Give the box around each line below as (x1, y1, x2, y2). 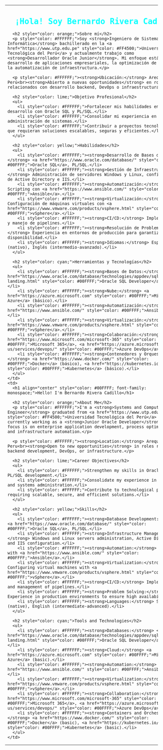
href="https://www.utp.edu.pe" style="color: (7, 46, 114, 51)
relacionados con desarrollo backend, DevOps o (7, 84, 120, 90)
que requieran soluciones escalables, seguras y (7, 128, 122, 133)
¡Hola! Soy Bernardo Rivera (15, 16, 139, 26)
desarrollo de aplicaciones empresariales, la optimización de (7, 60, 157, 65)
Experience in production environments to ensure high (7, 594, 137, 599)
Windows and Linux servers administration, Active (32, 536, 152, 541)
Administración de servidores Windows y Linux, (32, 172, 145, 177)
